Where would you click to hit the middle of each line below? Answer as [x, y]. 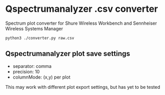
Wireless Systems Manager [34, 28]
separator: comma [32, 66]
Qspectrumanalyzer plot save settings [68, 54]
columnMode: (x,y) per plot [42, 77]
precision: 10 [26, 71]
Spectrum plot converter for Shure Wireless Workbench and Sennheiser [81, 23]
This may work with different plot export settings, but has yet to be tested [83, 87]
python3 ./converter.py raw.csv [40, 38]
